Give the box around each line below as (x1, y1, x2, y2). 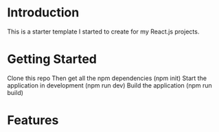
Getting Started (7, 51, 97, 67)
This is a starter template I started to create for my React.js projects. (7, 27, 200, 36)
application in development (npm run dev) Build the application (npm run (7, 81, 213, 90)
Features (7, 113, 59, 128)
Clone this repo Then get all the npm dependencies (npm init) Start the (7, 74, 207, 82)
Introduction (7, 5, 80, 21)
